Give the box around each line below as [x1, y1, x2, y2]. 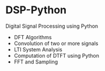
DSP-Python [5, 3, 67, 17]
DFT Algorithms [13, 33, 52, 40]
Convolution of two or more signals [13, 40, 99, 47]
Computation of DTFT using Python [13, 52, 100, 59]
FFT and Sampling [13, 58, 58, 65]
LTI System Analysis [13, 46, 62, 53]
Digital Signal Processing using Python [5, 23, 99, 29]
